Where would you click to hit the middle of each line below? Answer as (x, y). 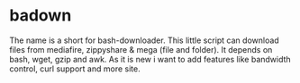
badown (41, 16)
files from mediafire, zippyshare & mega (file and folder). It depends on (141, 49)
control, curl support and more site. (75, 69)
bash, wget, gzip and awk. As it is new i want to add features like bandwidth (150, 59)
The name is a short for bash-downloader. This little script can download (144, 40)
